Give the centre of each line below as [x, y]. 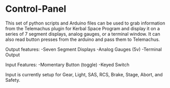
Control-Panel [36, 9]
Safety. [13, 80]
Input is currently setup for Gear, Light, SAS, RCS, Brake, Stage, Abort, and [84, 74]
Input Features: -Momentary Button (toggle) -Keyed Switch [67, 64]
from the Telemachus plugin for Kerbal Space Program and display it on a [83, 28]
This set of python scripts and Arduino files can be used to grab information [85, 23]
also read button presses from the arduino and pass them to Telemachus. [83, 39]
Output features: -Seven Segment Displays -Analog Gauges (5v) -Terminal [84, 49]
